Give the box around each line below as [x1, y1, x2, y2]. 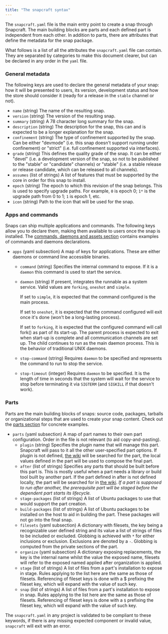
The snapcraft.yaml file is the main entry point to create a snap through [5, 21, 153, 27]
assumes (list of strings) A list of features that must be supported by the [12, 172, 159, 178]
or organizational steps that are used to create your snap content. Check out [5, 416, 163, 422]
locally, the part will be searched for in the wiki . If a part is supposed [20, 479, 162, 485]
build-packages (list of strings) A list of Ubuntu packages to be [20, 506, 149, 512]
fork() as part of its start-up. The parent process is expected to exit [20, 330, 159, 336]
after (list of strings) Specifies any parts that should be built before [20, 463, 159, 469]
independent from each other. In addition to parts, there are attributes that [5, 32, 158, 38]
